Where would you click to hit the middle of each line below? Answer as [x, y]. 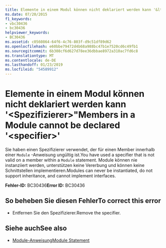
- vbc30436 [16, 23]
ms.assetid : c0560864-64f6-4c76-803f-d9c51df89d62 [58, 42]
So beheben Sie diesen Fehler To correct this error [83, 201]
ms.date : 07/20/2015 [26, 14]
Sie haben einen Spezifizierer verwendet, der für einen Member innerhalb [80, 149]
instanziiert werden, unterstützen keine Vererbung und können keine [75, 165]
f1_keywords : [19, 19]
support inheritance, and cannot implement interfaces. [61, 175]
